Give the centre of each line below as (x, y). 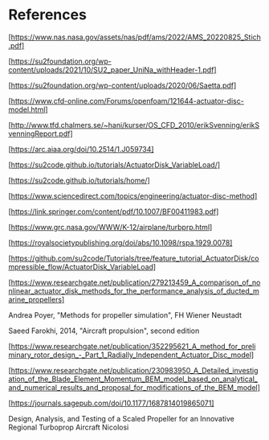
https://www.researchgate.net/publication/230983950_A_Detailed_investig (134, 370)
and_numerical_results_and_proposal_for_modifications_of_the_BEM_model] (134, 387)
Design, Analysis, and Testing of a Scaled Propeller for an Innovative (121, 418)
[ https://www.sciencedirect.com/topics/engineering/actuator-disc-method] (133, 195)
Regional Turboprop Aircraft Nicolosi (69, 427)
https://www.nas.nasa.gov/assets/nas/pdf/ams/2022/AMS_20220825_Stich (136, 37)
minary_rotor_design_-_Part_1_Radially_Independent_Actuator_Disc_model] (131, 355)
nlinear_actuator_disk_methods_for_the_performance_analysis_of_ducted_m (134, 290)
